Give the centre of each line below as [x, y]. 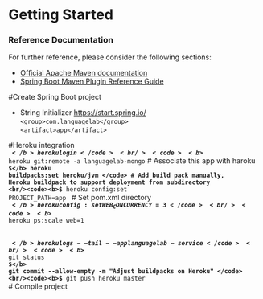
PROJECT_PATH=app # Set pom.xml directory [80, 198]
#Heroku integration [41, 145]
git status [27, 257]
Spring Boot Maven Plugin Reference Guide [92, 81]
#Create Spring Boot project [55, 97]
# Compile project [38, 286]
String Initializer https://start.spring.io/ [83, 113]
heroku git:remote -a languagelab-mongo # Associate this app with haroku [132, 161]
